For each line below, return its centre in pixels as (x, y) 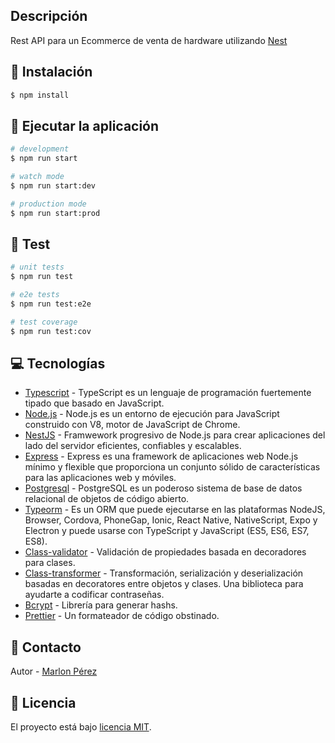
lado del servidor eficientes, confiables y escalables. (133, 446)
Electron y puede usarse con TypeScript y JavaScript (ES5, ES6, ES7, (167, 531)
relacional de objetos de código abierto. (107, 499)
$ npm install (40, 95)
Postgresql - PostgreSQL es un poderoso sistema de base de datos (163, 488)
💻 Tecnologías (58, 364)
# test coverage (44, 322)
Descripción (49, 16)
